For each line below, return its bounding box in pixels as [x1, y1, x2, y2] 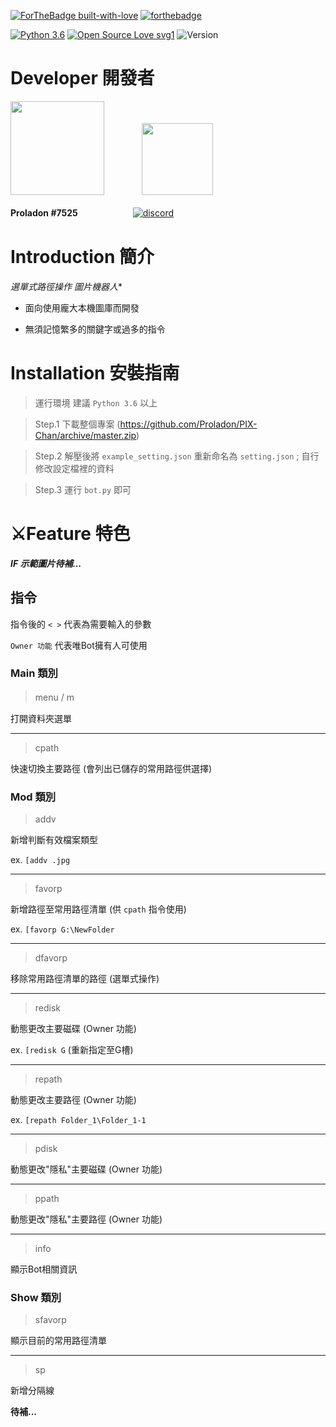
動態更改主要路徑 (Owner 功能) [10, 1094, 137, 1106]
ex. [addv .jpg [10, 854, 71, 866]
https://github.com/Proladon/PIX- [119, 418, 258, 430]
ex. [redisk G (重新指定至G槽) [10, 1044, 134, 1056]
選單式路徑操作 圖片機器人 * [10, 280, 123, 292]
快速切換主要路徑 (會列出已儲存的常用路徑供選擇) [10, 762, 213, 774]
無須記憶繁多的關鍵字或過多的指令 [24, 323, 166, 335]
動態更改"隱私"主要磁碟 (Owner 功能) [10, 1163, 163, 1175]
